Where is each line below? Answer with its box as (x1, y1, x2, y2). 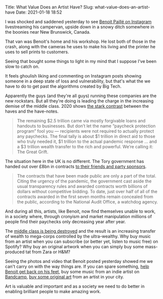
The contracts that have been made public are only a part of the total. (17, 173, 157, 179)
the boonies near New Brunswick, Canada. (5, 29, 91, 35)
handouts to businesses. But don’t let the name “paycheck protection (17, 123, 156, 129)
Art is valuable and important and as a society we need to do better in (5, 283, 145, 289)
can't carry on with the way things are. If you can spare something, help (5, 263, 149, 269)
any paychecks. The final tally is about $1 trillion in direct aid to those (17, 134, 156, 139)
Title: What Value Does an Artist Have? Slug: (5, 4, 94, 10)
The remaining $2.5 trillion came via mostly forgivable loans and (17, 118, 146, 123)
